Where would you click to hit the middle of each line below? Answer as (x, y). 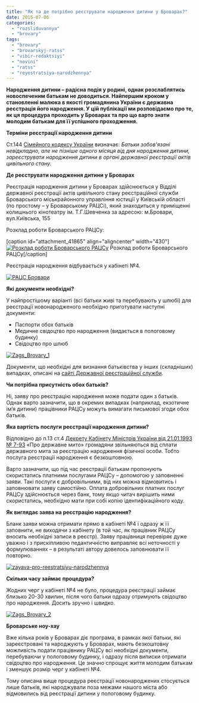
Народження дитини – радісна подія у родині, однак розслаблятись (96, 90)
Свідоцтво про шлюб (41, 344)
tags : (13, 39)
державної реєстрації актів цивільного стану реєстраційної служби (92, 193)
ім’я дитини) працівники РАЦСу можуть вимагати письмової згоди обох (98, 409)
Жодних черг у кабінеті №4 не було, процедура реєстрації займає (91, 590)
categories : (21, 23)
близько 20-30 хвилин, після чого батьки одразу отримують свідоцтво (97, 597)
